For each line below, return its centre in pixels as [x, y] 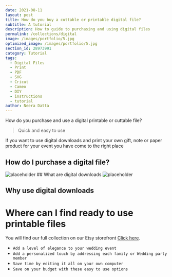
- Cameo [18, 86]
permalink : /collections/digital [41, 34]
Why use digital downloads [50, 191]
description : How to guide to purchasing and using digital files [78, 29]
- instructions [26, 96]
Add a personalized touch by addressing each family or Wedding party [90, 254]
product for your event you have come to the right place [65, 146]
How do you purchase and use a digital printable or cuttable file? [74, 120]
